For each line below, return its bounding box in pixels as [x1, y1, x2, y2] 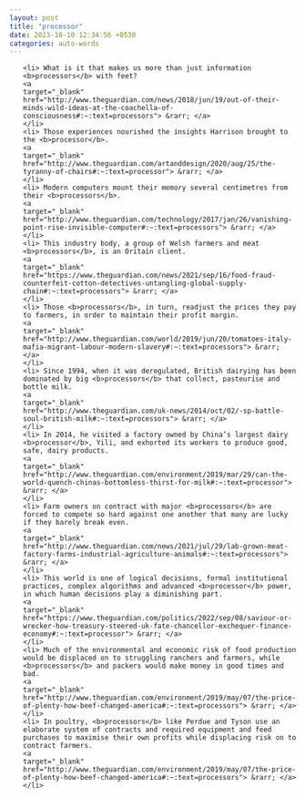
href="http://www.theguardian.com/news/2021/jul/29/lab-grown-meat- [22, 542, 289, 551]
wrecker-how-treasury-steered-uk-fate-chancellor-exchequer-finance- [22, 621, 293, 631]
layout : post [9, 13, 59, 23]
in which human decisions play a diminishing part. [22, 589, 223, 599]
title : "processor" [9, 22, 84, 31]
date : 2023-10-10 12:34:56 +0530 [9, 30, 137, 39]
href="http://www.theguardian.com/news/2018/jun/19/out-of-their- [22, 96, 280, 105]
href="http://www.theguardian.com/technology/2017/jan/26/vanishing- [22, 215, 293, 224]
